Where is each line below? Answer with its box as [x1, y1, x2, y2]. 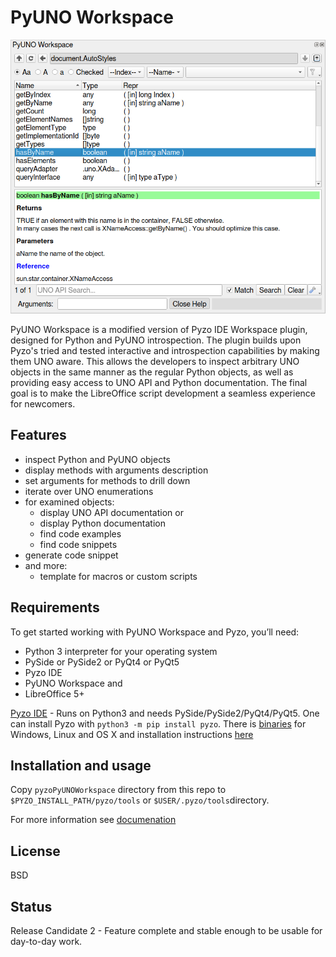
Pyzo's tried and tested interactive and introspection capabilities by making [10, 344, 320, 356]
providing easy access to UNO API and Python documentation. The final [10, 376, 308, 388]
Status [10, 898, 53, 915]
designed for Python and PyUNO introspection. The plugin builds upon [10, 334, 302, 346]
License [10, 842, 61, 860]
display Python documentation [39, 517, 166, 529]
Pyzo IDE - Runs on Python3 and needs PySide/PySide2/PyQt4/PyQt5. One [10, 707, 320, 719]
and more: [24, 559, 68, 571]
